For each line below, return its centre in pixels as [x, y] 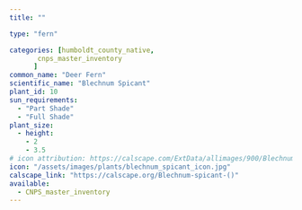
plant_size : [31, 125]
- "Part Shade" [46, 109]
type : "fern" [34, 34]
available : [30, 184]
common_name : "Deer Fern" [58, 75]
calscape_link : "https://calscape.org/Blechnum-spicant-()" [124, 175]
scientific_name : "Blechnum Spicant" [80, 83]
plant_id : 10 [34, 92]
